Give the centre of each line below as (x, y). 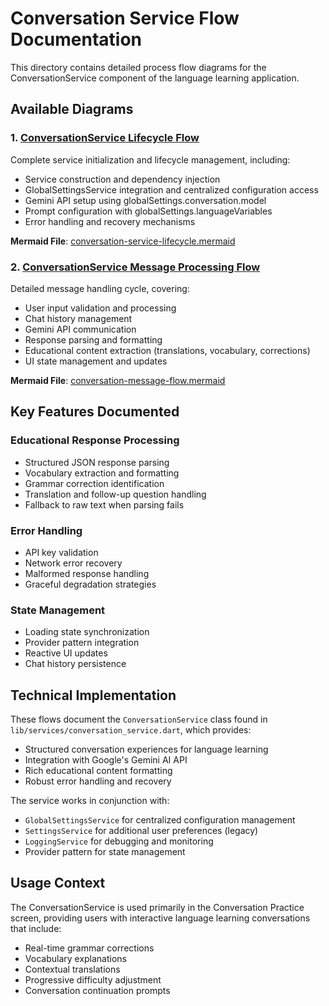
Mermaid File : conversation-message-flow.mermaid (118, 380)
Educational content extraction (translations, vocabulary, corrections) (167, 350)
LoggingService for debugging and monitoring (119, 841)
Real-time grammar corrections (89, 948)
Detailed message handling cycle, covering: (100, 288)
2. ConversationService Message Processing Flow (135, 267)
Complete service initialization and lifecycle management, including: (150, 159)
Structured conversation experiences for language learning (146, 749)
